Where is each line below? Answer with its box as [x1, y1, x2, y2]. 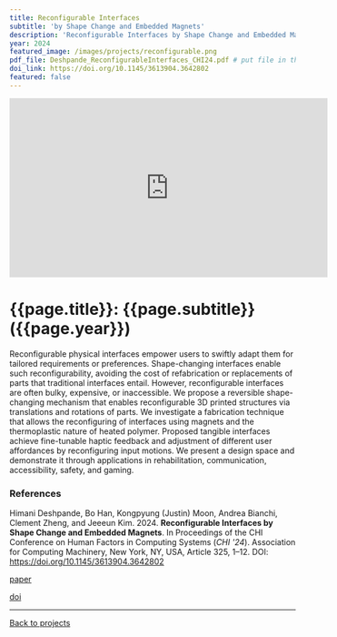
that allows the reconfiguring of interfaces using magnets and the [9, 416, 254, 427]
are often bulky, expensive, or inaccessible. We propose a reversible [9, 387, 265, 398]
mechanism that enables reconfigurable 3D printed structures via [46, 397, 291, 408]
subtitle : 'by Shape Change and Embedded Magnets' [9, 22, 205, 31]
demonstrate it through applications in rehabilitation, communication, [9, 454, 267, 465]
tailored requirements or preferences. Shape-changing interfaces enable [9, 358, 282, 369]
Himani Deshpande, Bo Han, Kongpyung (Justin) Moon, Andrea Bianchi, [9, 507, 279, 519]
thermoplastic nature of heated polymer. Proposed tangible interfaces [9, 425, 271, 437]
